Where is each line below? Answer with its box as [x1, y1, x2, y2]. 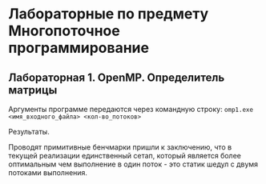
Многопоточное [8, 22, 120, 40]
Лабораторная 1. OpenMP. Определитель [8, 70, 225, 84]
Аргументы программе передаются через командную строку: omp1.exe [8, 105, 254, 114]
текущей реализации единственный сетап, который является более [8, 151, 242, 160]
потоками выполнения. [8, 168, 88, 177]
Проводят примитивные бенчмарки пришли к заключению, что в [8, 142, 232, 152]
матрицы [8, 83, 58, 97]
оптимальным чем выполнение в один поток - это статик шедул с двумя [8, 159, 259, 169]
